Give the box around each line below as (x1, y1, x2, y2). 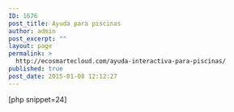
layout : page (8, 42, 53, 50)
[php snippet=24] (8, 94, 67, 104)
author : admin (8, 27, 57, 35)
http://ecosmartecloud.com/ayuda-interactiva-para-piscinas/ (15, 58, 227, 66)
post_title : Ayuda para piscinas (8, 19, 121, 28)
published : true (8, 65, 63, 73)
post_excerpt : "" (8, 34, 67, 43)
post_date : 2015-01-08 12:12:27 (8, 72, 117, 80)
